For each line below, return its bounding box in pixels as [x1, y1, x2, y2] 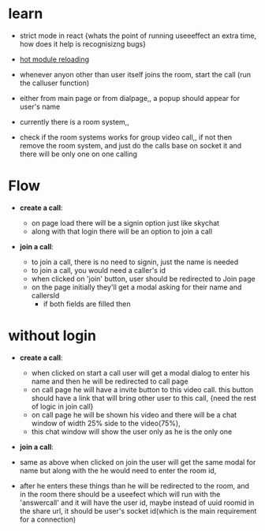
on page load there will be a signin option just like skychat [31, 218, 219, 227]
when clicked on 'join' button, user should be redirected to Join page [31, 274, 256, 283]
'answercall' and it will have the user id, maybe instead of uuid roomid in [19, 498, 255, 507]
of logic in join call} [31, 402, 94, 411]
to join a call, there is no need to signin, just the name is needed [31, 257, 239, 267]
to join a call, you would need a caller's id [31, 265, 166, 275]
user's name [19, 102, 61, 111]
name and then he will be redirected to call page [31, 376, 188, 386]
